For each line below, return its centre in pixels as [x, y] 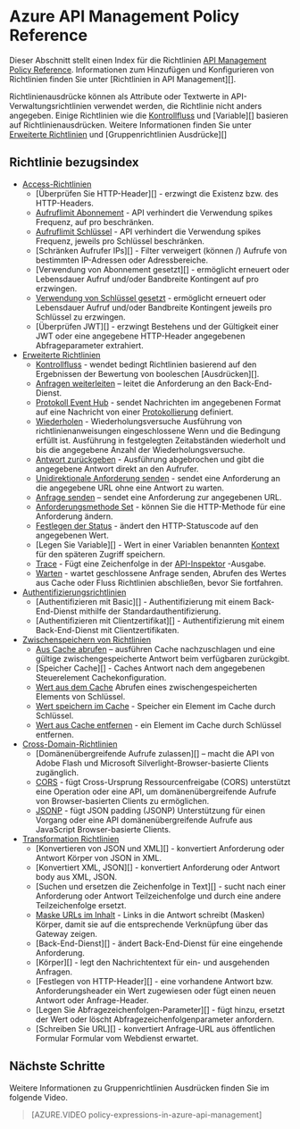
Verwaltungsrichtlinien [50, 105]
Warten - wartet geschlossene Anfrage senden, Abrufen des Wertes [161, 573]
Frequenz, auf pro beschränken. [95, 222]
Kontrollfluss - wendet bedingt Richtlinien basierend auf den [146, 364]
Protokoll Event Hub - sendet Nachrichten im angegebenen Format [158, 402]
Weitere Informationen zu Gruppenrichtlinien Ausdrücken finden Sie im [139, 1088]
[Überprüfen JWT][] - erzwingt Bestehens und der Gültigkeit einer [157, 326]
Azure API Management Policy [124, 17]
